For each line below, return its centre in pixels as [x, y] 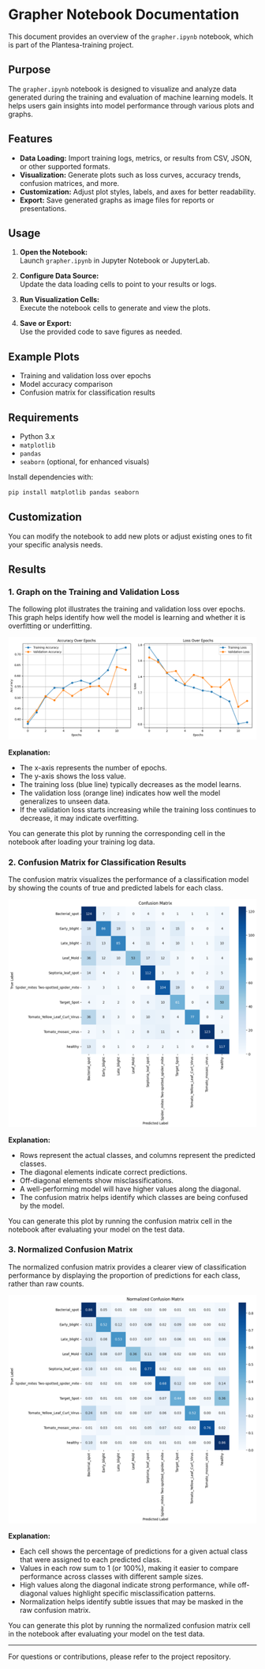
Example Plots [44, 356]
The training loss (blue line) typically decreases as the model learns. [131, 784]
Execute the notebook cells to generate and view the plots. [115, 308]
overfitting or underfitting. [50, 626]
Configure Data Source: [59, 276]
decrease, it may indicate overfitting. [79, 818]
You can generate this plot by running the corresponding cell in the [117, 833]
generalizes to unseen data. [65, 801]
